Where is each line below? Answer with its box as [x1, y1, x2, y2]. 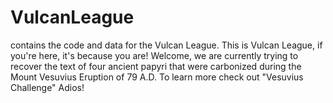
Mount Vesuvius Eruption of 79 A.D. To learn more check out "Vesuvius [10, 71, 304, 83]
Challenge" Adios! [10, 81, 85, 93]
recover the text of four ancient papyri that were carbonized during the [10, 60, 302, 72]
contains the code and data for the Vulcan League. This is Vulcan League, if [10, 39, 323, 51]
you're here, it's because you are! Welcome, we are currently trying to [10, 49, 299, 61]
